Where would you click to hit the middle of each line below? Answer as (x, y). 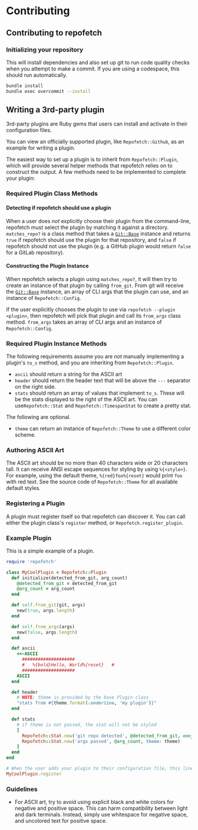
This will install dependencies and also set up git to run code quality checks (98, 62)
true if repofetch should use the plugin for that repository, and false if (91, 240)
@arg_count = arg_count (46, 589)
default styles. (24, 488)
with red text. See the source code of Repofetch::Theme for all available (92, 482)
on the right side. (35, 387)
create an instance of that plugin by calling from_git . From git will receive (95, 285)
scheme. (25, 435)
